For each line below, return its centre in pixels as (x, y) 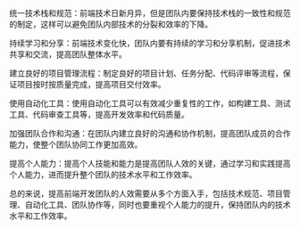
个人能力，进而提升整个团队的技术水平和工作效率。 (103, 175)
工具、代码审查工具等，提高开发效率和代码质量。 (99, 114)
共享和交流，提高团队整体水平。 (68, 54)
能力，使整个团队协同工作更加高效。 (76, 144)
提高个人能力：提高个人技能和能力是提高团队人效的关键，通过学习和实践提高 (150, 164)
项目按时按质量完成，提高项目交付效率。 (91, 84)
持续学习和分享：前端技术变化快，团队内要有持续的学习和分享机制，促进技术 (150, 43)
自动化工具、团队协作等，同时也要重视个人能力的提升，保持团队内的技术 (158, 204)
